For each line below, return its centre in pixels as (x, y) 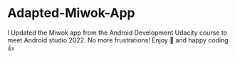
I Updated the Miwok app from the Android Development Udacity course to (117, 33)
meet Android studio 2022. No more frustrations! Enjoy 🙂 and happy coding (118, 40)
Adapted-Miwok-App (71, 13)
